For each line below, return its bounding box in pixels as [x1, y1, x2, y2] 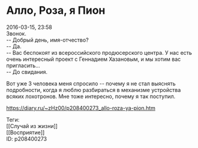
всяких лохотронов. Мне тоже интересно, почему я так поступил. [6, 93, 176, 100]
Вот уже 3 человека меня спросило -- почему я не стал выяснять [6, 79, 176, 87]
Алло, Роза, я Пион [6, 4, 106, 17]
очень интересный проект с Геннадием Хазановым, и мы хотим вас [6, 55, 181, 63]
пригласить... [6, 61, 40, 69]
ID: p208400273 [6, 135, 47, 142]
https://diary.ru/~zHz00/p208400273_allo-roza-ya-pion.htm [6, 104, 156, 111]
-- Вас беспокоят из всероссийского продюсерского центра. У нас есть [6, 49, 192, 56]
